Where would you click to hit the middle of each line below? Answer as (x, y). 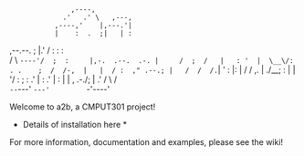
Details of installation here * (75, 125)
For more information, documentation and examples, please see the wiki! (147, 142)
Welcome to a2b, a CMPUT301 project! (83, 107)
